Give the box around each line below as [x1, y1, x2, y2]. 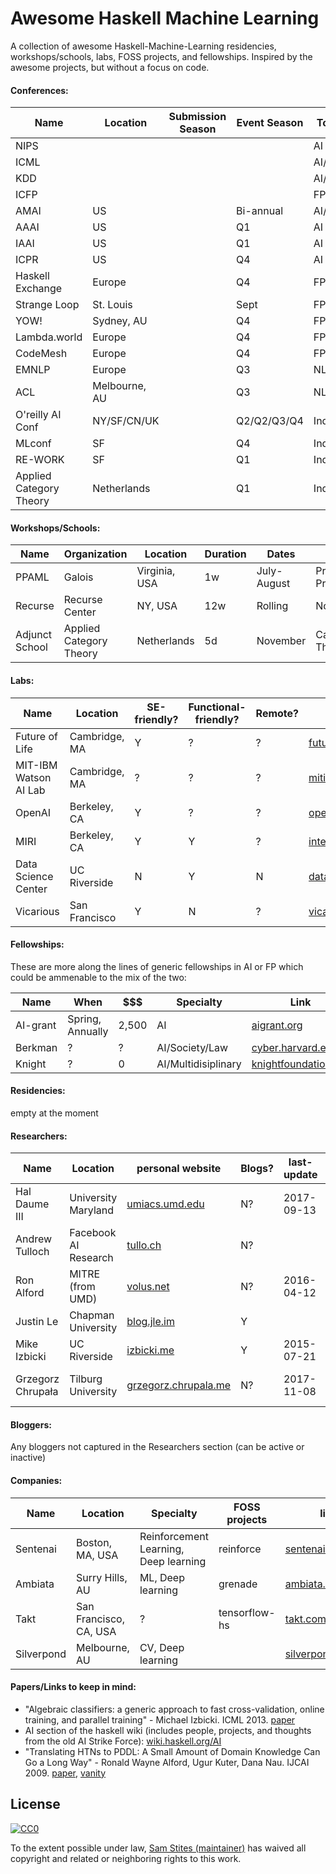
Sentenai [15, 1542, 57, 1556]
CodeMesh [15, 347, 68, 361]
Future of [15, 729, 58, 743]
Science [15, 869, 54, 883]
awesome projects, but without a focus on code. [10, 61, 210, 73]
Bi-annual [236, 204, 284, 218]
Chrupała [15, 1385, 59, 1399]
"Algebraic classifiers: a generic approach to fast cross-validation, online [24, 1703, 325, 1715]
